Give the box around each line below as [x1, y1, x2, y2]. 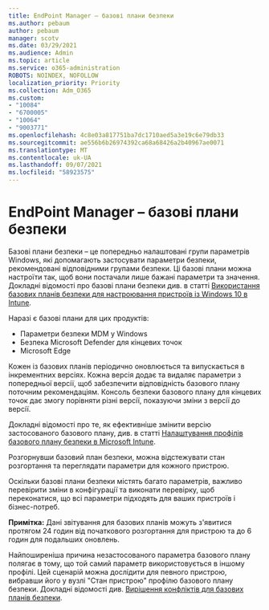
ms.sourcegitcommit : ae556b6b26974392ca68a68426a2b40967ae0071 [8, 138, 225, 147]
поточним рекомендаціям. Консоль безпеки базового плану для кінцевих [8, 387, 262, 396]
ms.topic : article [8, 57, 70, 65]
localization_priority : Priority [8, 79, 120, 87]
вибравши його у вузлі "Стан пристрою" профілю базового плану [8, 575, 234, 585]
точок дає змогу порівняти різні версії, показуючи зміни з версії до [8, 395, 241, 405]
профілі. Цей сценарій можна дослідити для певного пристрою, [8, 567, 227, 576]
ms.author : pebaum [8, 19, 70, 27]
